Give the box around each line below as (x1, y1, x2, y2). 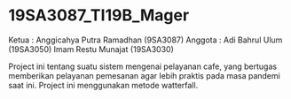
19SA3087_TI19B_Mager (8, 5, 190, 26)
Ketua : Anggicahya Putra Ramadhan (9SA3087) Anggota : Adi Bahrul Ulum (8, 34, 283, 45)
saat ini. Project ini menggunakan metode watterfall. (8, 80, 199, 90)
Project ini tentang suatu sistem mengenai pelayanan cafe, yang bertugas (8, 61, 277, 72)
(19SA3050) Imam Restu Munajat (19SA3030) (8, 43, 175, 54)
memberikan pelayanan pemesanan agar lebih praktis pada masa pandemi (8, 70, 280, 80)
